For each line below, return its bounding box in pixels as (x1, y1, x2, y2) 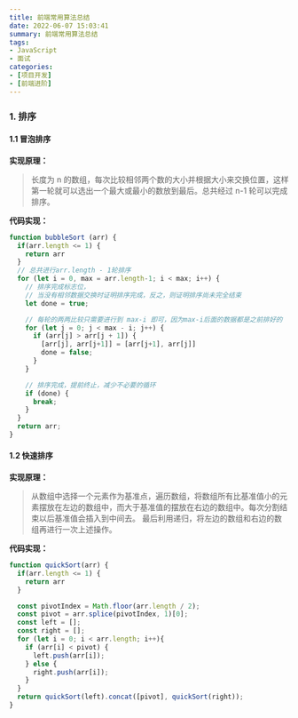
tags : (9, 37, 29, 47)
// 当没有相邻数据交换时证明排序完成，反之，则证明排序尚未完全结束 (25, 291, 242, 299)
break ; (32, 397, 58, 406)
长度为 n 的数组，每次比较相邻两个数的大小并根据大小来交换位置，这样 (30, 174, 289, 185)
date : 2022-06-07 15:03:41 (9, 21, 109, 30)
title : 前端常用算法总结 (9, 12, 90, 22)
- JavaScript (9, 46, 58, 55)
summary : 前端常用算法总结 (9, 29, 98, 38)
